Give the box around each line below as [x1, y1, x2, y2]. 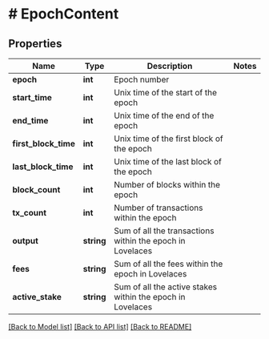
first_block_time [12, 138, 76, 149]
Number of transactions [114, 202, 203, 213]
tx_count [12, 208, 46, 218]
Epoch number [114, 74, 170, 85]
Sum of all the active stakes [114, 281, 218, 293]
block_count [12, 184, 61, 195]
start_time [12, 92, 52, 103]
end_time [12, 115, 49, 126]
